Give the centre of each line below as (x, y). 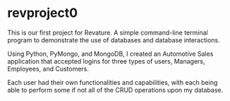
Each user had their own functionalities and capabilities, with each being (113, 82)
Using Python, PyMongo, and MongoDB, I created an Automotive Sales (110, 54)
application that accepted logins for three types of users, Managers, (107, 61)
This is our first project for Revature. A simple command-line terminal (108, 32)
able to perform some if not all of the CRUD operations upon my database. (115, 90)
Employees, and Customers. (48, 69)
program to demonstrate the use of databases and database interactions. (114, 40)
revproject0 (43, 13)
